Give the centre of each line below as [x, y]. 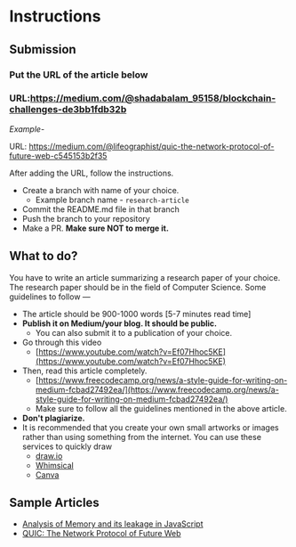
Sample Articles [54, 502]
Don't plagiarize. [53, 418]
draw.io [49, 455]
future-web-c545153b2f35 [58, 155]
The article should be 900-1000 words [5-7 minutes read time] [136, 314]
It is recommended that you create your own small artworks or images [150, 427]
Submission [43, 49]
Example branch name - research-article [112, 200]
